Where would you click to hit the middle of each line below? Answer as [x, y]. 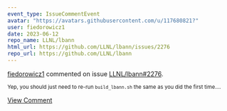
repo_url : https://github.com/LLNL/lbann [70, 54]
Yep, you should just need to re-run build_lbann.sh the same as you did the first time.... [114, 87]
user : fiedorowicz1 [36, 27]
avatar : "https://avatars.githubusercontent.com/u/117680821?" [103, 21]
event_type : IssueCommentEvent [54, 14]
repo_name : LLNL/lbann [41, 41]
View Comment [30, 100]
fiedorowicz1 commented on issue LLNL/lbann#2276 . [85, 74]
